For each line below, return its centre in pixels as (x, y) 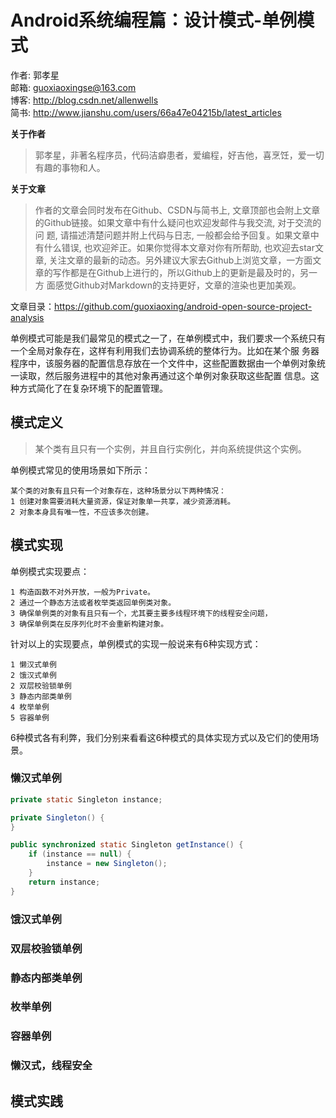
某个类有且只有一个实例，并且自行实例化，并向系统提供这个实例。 (170, 448)
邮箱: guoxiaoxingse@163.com (73, 87)
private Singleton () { (57, 817)
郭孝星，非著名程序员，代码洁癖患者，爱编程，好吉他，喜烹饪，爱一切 (179, 155)
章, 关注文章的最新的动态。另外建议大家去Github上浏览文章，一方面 (173, 260)
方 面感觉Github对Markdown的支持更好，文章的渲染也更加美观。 (168, 285)
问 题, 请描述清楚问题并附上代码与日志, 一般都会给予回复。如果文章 (172, 235)
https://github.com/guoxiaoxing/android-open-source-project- (183, 306)
